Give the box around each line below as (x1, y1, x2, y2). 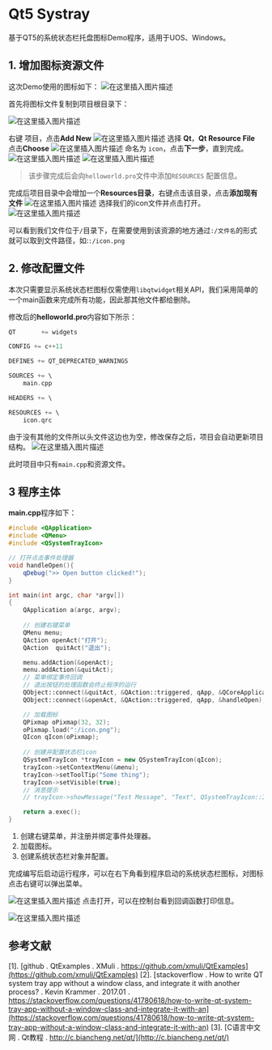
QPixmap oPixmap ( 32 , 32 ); (23, 718, 111, 726)
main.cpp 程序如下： (8, 508, 77, 518)
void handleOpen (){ (8, 561, 74, 569)
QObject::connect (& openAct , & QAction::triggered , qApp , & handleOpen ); (23, 695, 266, 704)
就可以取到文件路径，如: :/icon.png (8, 236, 125, 245)
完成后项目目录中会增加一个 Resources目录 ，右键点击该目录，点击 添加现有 (8, 188, 258, 198)
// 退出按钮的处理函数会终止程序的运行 (23, 681, 137, 689)
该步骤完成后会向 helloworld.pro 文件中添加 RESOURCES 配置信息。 (28, 171, 242, 181)
